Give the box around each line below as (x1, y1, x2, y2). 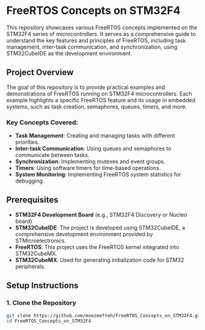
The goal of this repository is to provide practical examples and (6, 83, 165, 91)
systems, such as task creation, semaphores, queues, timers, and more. (6, 103, 187, 110)
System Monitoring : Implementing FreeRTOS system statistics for (15, 171, 181, 178)
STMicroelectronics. (15, 237, 67, 244)
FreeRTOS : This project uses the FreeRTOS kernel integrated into (15, 243, 179, 250)
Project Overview (6, 68, 74, 78)
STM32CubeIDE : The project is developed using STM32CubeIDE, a (15, 223, 185, 231)
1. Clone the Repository (6, 299, 76, 307)
